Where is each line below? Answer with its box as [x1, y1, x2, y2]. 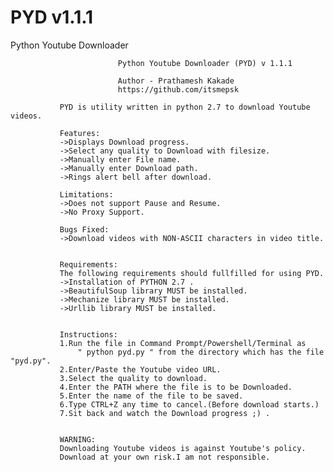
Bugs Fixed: [59, 224, 110, 235]
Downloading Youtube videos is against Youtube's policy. [59, 443, 307, 453]
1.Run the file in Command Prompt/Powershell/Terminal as [59, 338, 307, 348]
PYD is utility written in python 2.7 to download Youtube [59, 102, 311, 112]
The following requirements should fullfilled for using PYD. [59, 268, 325, 278]
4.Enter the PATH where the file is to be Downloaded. [59, 382, 293, 392]
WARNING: [59, 434, 97, 445]
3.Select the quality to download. [59, 373, 208, 383]
